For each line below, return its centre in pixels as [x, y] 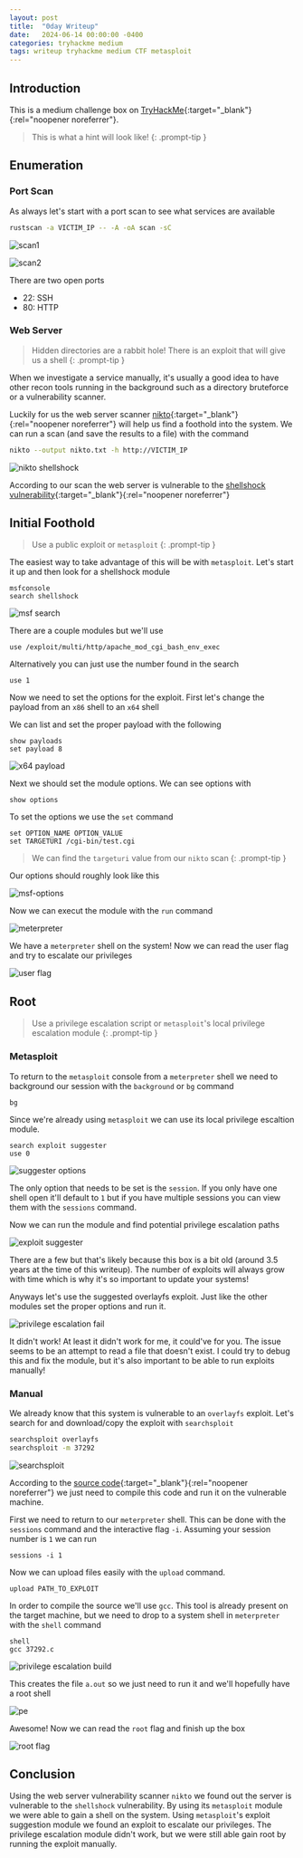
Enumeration [47, 165]
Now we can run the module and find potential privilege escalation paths [145, 1224]
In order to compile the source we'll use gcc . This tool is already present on [149, 1605]
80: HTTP [40, 307]
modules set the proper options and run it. [88, 1306]
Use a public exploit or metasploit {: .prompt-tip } [123, 545]
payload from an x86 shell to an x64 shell [85, 707]
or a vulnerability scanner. [58, 397]
